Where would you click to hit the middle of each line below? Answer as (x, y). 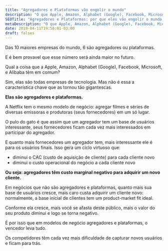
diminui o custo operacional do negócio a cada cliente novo (74, 163)
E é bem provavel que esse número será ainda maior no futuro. (70, 57)
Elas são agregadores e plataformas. (44, 97)
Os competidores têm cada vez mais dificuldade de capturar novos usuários (84, 238)
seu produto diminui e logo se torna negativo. (52, 213)
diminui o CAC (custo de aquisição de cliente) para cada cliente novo (83, 157)
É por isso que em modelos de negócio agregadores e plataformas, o (76, 223)
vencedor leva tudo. (26, 228)
